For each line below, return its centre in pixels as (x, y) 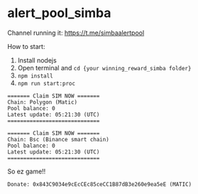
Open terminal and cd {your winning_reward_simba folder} (104, 68)
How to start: (26, 46)
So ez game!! (27, 171)
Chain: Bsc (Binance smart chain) (59, 139)
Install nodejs (37, 60)
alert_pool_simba (59, 13)
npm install (35, 76)
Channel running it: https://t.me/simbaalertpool (76, 33)
